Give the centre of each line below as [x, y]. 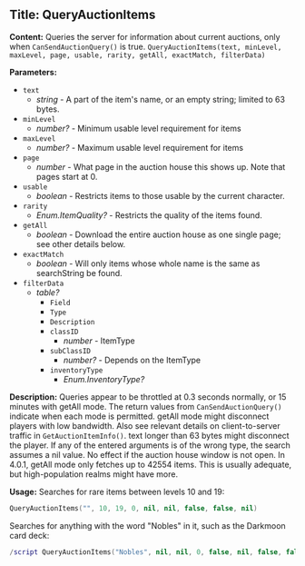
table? [48, 292]
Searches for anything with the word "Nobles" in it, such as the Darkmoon [148, 525]
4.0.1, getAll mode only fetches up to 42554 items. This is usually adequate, [151, 464]
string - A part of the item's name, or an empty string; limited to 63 [161, 99]
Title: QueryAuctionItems [83, 15]
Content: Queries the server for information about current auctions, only [145, 36]
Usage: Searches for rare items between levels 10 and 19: [117, 492]
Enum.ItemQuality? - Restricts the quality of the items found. [149, 215]
